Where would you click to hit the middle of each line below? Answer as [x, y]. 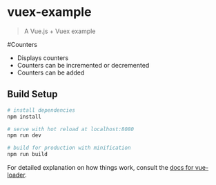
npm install [24, 117]
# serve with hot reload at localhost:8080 [71, 129]
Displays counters [43, 58]
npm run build [28, 155]
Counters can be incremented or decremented [83, 65]
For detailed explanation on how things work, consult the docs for [100, 167]
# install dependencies [41, 110]
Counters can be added [51, 72]
